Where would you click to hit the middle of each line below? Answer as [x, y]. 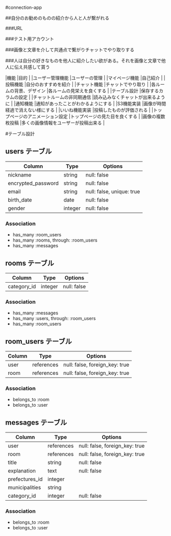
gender [17, 208]
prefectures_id [25, 479]
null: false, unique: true [113, 191]
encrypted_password [33, 183]
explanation [22, 471]
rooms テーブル [30, 263]
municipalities [25, 488]
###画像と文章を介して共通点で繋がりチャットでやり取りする [70, 50]
